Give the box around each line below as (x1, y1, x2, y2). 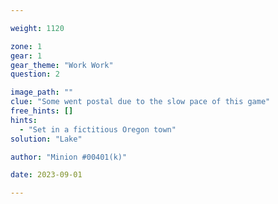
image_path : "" (10, 87, 74, 98)
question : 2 (10, 69, 60, 80)
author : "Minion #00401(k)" (10, 152, 128, 162)
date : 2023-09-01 (10, 170, 83, 180)
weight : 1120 (10, 23, 65, 33)
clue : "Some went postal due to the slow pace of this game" (10, 97, 271, 107)
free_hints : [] (10, 106, 74, 116)
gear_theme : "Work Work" (10, 60, 114, 70)
